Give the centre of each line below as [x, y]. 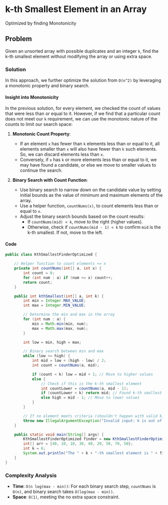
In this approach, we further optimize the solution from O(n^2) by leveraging [83, 80]
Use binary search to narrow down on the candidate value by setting [90, 190]
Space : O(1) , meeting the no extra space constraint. [66, 497]
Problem [19, 39]
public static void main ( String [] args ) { [59, 434]
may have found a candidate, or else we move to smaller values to [88, 165]
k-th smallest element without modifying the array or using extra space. [79, 56]
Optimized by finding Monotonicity [41, 23]
